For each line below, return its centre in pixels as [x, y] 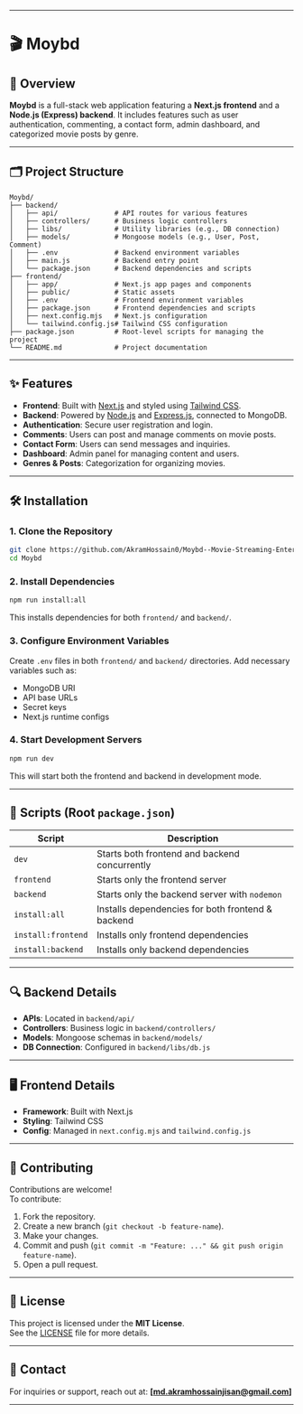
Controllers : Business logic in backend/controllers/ [119, 1028]
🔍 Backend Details [63, 992]
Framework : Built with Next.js [78, 1111]
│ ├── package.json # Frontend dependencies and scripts [133, 308]
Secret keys [45, 707]
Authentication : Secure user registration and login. [118, 425]
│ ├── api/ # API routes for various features [129, 213]
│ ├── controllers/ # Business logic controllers [119, 221]
